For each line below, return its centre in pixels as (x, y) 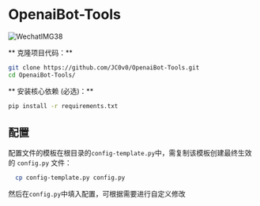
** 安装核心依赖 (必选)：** (51, 91)
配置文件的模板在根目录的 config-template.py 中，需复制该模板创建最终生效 (130, 153)
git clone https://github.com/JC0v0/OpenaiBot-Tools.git (104, 67)
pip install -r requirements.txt (63, 106)
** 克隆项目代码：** (40, 52)
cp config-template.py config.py (70, 178)
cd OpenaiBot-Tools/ (42, 75)
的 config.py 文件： (40, 163)
